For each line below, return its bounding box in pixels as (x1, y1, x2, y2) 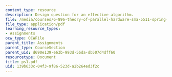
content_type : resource (5, 7, 56, 13)
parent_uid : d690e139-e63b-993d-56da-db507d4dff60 (5, 50, 116, 55)
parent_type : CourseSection (5, 45, 66, 50)
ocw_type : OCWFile (5, 36, 45, 41)
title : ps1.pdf (5, 59, 38, 64)
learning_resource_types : (5, 26, 60, 31)
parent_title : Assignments (5, 41, 63, 46)
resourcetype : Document (5, 54, 56, 60)
